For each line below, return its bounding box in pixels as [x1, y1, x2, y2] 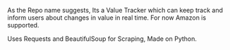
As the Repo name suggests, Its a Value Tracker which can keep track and [7, 6, 224, 14]
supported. [7, 21, 40, 29]
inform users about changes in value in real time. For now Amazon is [7, 13, 207, 22]
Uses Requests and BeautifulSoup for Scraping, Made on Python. [7, 35, 198, 43]
